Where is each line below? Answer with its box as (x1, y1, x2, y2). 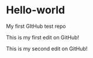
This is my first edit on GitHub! (6, 34, 80, 41)
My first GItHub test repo (6, 23, 66, 30)
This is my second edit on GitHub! (6, 45, 88, 52)
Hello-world (6, 3, 66, 17)
